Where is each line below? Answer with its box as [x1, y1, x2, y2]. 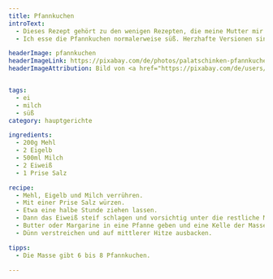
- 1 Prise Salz [15, 168, 67, 177]
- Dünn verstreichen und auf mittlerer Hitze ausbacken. [15, 229, 213, 237]
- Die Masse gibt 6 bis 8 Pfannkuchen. [15, 251, 151, 259]
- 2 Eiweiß [15, 161, 53, 169]
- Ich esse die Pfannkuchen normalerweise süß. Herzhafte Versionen [15, 34, 253, 43]
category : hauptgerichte [8, 116, 93, 124]
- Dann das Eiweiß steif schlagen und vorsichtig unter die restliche [15, 214, 260, 222]
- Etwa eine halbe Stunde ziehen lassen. [15, 207, 158, 215]
